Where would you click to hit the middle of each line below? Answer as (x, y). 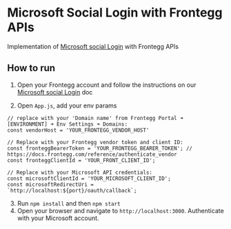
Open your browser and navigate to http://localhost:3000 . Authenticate (120, 210)
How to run (31, 68)
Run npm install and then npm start (69, 203)
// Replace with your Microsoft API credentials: (80, 172)
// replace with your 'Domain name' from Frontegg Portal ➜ (96, 118)
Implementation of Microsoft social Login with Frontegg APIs (93, 46)
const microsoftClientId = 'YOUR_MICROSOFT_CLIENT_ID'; (89, 178)
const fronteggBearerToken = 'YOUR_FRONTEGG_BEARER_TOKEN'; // (100, 148)
